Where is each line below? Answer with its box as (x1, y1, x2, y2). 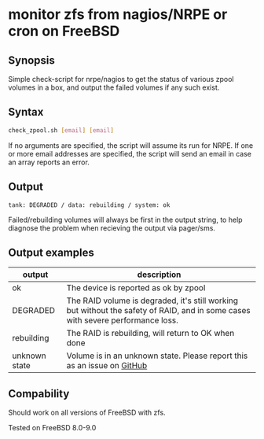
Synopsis (8, 53, 55, 67)
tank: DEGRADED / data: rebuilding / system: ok (8, 201, 170, 209)
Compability (8, 387, 70, 400)
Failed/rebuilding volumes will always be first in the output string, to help (8, 215, 243, 224)
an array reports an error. (8, 157, 90, 167)
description (137, 269, 181, 280)
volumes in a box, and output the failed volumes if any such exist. (8, 83, 220, 92)
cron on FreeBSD (8, 22, 120, 40)
